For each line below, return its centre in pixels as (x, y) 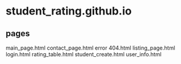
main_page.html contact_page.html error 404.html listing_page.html (90, 48)
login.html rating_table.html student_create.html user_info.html (84, 54)
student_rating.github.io (69, 11)
